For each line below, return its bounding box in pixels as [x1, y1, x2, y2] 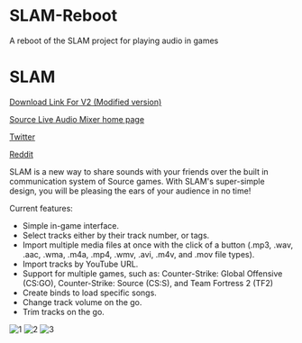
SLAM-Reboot [9, 5, 118, 26]
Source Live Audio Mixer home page [9, 113, 145, 124]
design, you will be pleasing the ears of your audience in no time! [9, 185, 252, 196]
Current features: [9, 203, 74, 213]
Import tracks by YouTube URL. [22, 258, 139, 269]
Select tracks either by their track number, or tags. [22, 230, 210, 240]
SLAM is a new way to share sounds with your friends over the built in [9, 166, 269, 176]
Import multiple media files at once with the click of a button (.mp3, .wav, [22, 239, 294, 250]
